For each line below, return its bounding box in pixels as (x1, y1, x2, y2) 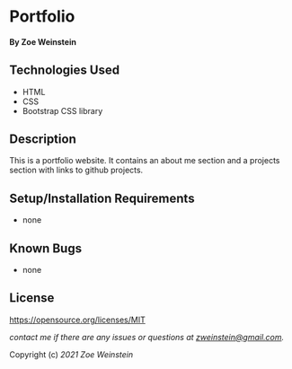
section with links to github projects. (9, 164, 144, 176)
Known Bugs (9, 241, 83, 256)
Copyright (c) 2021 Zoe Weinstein (9, 348, 133, 360)
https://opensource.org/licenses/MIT (9, 314, 146, 325)
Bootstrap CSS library (22, 105, 103, 116)
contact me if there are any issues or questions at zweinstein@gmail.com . (9, 331, 285, 342)
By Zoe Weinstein (9, 36, 76, 47)
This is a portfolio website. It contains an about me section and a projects (9, 155, 280, 166)
